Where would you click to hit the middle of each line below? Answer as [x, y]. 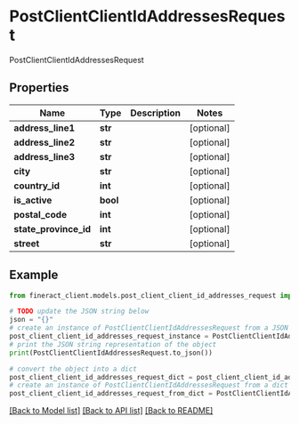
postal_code [40, 214]
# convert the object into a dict [73, 369]
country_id [37, 186]
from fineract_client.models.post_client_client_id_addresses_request [143, 295]
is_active [33, 200]
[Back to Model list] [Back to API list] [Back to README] [111, 411]
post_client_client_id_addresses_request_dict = [101, 377]
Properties [39, 88]
